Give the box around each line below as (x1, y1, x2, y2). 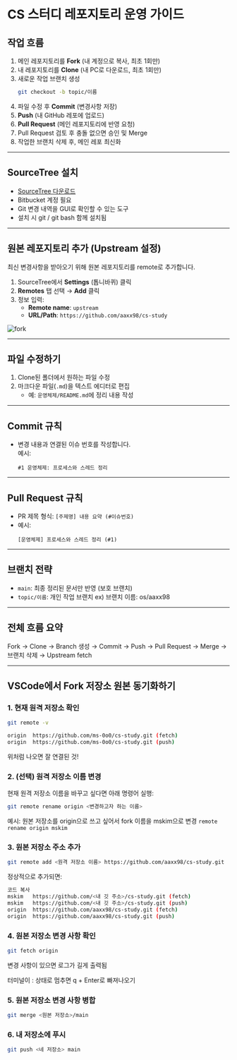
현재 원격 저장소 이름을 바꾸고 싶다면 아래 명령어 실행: (7, 789, 154, 797)
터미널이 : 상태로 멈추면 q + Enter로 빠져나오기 (7, 975, 136, 984)
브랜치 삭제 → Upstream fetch (7, 651, 92, 659)
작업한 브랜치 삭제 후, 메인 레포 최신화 (17, 137, 121, 145)
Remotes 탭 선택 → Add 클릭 (17, 287, 100, 295)
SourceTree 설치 (7, 167, 79, 179)
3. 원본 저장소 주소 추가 (7, 842, 81, 852)
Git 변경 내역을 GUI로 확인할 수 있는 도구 (17, 204, 129, 212)
